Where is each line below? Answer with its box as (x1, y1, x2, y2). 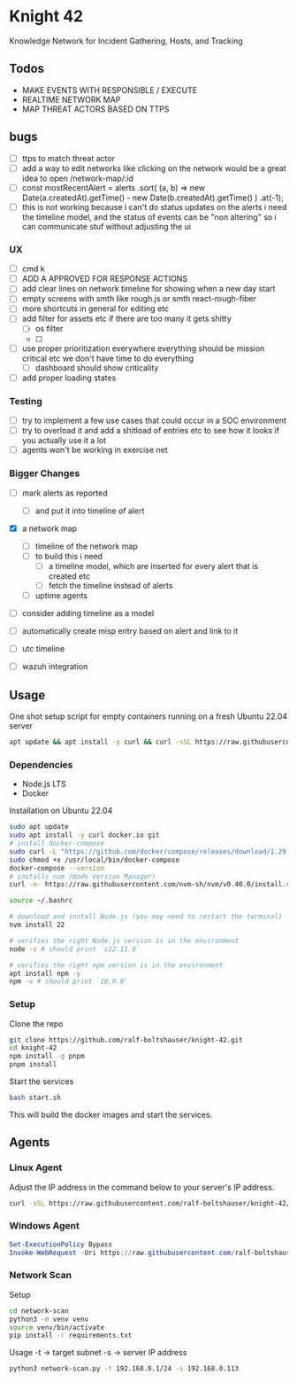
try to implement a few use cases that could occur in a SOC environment (21, 415, 287, 426)
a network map (21, 523, 78, 534)
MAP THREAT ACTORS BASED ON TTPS (21, 104, 170, 114)
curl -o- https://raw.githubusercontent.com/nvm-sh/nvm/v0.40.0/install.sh (9, 880, 294, 889)
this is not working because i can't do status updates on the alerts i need (21, 201, 287, 212)
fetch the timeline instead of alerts (48, 580, 173, 590)
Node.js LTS (21, 778, 66, 790)
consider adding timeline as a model (21, 608, 155, 619)
